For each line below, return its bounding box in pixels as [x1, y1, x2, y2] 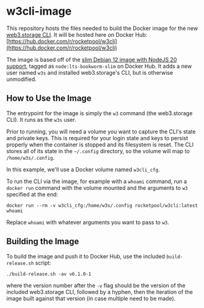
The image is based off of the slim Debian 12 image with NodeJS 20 [6, 56, 177, 63]
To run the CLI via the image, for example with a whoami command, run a [6, 178, 188, 185]
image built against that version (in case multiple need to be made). [6, 295, 176, 302]
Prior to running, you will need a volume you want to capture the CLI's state [6, 127, 196, 135]
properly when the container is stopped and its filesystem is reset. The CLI [6, 141, 194, 148]
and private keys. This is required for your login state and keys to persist [6, 134, 188, 141]
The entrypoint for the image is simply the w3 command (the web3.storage [6, 109, 193, 117]
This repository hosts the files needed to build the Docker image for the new [6, 24, 199, 32]
